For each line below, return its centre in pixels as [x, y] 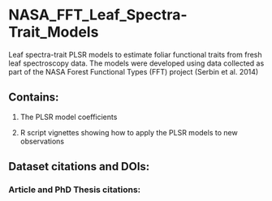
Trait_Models [54, 32]
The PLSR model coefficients [69, 117]
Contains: [34, 98]
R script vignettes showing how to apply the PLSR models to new [129, 132]
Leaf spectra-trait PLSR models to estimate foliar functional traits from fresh [135, 54]
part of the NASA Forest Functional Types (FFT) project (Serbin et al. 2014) [134, 71]
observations [42, 141]
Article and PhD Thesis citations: [75, 190]
